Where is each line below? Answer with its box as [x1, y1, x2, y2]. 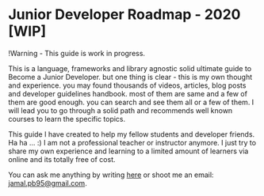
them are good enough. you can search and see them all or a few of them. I [8, 97, 254, 107]
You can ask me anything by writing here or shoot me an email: [8, 170, 214, 179]
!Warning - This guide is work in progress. [8, 48, 145, 58]
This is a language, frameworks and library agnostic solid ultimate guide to [8, 63, 252, 73]
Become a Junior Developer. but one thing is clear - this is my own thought [8, 72, 253, 81]
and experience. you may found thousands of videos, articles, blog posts [8, 81, 247, 90]
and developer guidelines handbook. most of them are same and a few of [8, 89, 248, 98]
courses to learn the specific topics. [8, 114, 126, 123]
